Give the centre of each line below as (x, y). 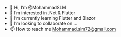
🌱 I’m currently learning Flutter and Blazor (53, 18)
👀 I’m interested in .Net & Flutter (43, 13)
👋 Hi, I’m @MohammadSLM (38, 8)
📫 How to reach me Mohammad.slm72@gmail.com (63, 29)
